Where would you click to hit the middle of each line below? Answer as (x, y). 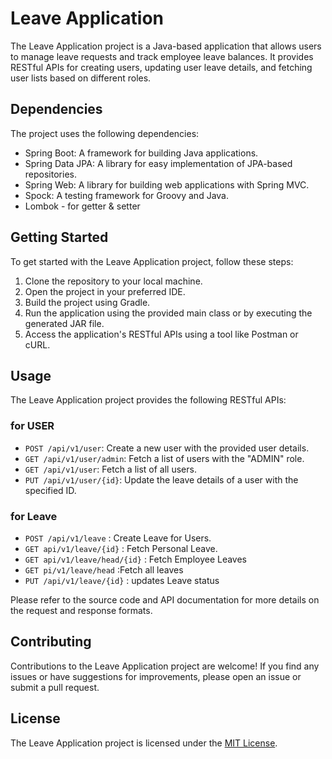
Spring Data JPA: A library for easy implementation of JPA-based (158, 163)
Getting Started (59, 237)
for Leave (34, 516)
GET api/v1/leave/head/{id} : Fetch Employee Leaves (136, 559)
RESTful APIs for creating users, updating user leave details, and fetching (161, 67)
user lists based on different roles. (81, 78)
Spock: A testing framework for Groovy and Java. (126, 195)
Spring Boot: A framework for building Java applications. (141, 153)
